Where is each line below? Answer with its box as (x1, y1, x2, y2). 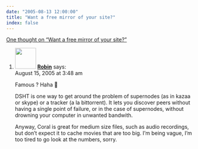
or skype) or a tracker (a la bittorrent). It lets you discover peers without (14, 99, 190, 106)
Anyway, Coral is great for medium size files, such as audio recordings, (14, 123, 189, 131)
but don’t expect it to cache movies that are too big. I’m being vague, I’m (14, 129, 192, 137)
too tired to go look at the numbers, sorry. (14, 136, 117, 143)
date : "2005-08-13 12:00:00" (6, 8, 78, 15)
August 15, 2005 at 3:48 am (14, 70, 83, 77)
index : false (6, 20, 39, 26)
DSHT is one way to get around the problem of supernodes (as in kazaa (14, 93, 191, 100)
